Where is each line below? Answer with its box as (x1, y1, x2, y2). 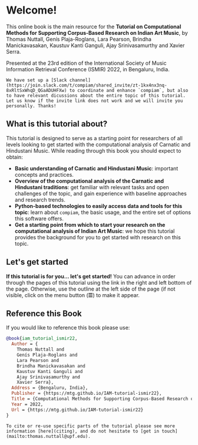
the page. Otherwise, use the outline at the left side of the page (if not (6, 285, 176, 292)
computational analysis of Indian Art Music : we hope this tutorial (14, 228, 175, 235)
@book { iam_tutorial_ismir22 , (6, 335, 78, 342)
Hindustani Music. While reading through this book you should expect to (6, 147, 181, 154)
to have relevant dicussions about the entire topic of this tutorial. (6, 93, 186, 98)
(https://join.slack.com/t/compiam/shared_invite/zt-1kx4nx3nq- (6, 82, 167, 88)
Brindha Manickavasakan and (16, 363, 85, 369)
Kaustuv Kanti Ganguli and (16, 368, 83, 374)
